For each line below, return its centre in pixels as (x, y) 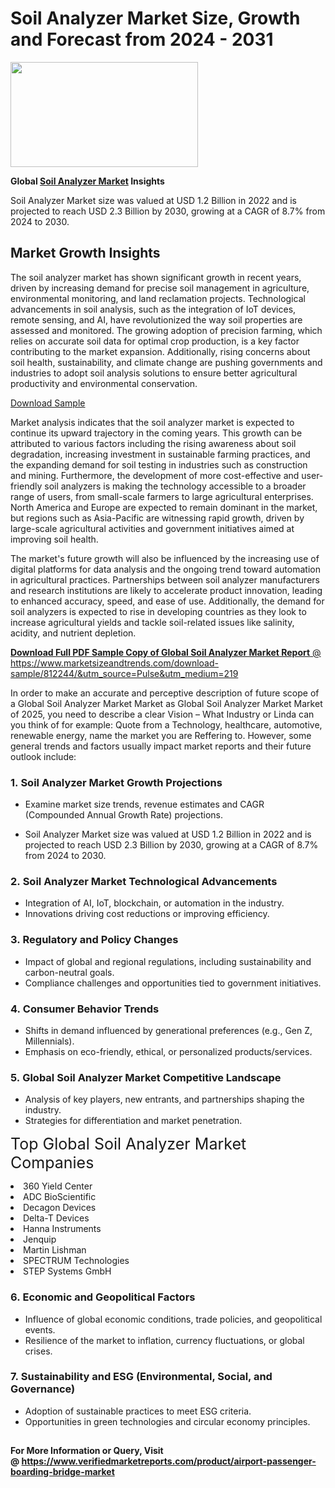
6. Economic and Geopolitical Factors (103, 1297)
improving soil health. (54, 539)
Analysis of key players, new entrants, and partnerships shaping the (164, 1099)
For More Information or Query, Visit (87, 1451)
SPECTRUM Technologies (76, 1261)
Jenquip (40, 1239)
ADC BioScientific (60, 1197)
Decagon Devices (60, 1208)
